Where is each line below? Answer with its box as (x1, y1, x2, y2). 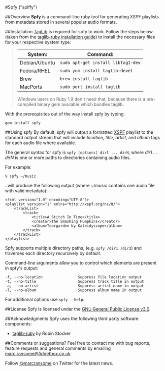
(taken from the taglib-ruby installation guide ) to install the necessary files (5, 34, 155, 40)
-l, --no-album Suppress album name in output (5, 288, 142, 293)
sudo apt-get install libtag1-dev (60, 60, 141, 65)
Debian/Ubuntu (19, 59, 55, 66)
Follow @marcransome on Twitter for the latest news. (5, 360, 113, 366)
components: (5, 321, 32, 326)
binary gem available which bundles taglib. (37, 102, 124, 107)
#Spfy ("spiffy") (5, 4, 37, 10)
